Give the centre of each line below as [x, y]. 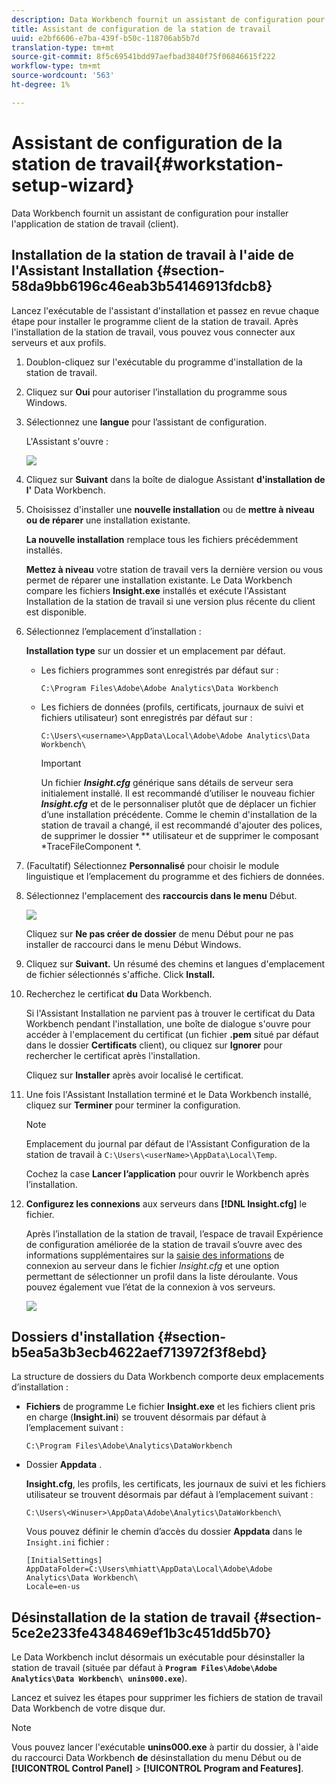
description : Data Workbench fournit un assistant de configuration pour [168, 19]
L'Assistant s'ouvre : [67, 441]
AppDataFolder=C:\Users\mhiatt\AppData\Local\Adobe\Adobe [149, 1569]
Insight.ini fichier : [67, 1542]
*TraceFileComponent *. [91, 846]
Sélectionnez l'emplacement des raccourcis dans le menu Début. [161, 895]
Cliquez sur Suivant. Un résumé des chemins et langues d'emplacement [175, 963]
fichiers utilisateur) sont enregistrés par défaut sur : [146, 717]
